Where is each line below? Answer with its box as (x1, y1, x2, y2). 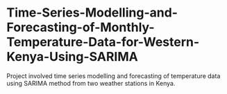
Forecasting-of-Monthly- (6, 19, 155, 35)
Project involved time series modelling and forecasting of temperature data (6, 71, 221, 80)
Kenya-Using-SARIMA (6, 49, 138, 65)
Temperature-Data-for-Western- (6, 35, 200, 50)
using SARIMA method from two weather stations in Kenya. (6, 79, 176, 87)
